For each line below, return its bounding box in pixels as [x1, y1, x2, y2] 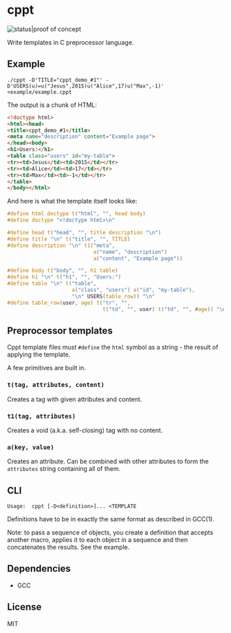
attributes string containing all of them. [7, 465, 121, 473]
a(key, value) [7, 443, 54, 451]
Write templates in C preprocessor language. [7, 38, 134, 46]
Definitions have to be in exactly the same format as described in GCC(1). [7, 515, 214, 523]
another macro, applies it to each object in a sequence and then [7, 536, 188, 544]
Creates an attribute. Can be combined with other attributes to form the [7, 457, 209, 465]
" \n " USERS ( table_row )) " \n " [71, 292, 155, 300]
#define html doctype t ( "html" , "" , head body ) [7, 210, 146, 217]
